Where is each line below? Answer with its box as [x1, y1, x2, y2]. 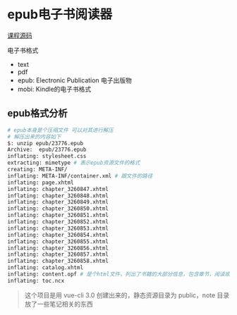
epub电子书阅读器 [7, 6, 113, 23]
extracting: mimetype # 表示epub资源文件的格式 [7, 159, 140, 166]
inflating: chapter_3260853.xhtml [7, 225, 109, 232]
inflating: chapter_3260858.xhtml [7, 258, 109, 265]
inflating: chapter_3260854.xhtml [7, 231, 109, 238]
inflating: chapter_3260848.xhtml [7, 192, 109, 199]
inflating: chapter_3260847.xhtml [7, 185, 109, 192]
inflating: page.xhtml [7, 179, 74, 186]
